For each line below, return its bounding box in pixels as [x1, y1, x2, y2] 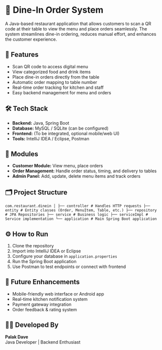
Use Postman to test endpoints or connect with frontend [12, 264, 126, 269]
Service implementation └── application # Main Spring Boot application [5, 216, 157, 221]
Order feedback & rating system [12, 306, 77, 312]
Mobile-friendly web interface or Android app [12, 291, 105, 296]
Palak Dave [5, 334, 28, 340]
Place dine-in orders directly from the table [12, 74, 100, 80]
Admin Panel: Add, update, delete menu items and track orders [12, 173, 141, 179]
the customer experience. [5, 36, 57, 42]
